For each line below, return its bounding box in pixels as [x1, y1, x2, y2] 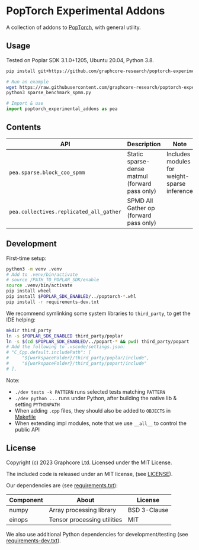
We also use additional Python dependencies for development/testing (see [6, 530, 188, 538]
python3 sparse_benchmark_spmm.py [6, 90, 92, 96]
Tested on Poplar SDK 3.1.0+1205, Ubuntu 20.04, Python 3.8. [6, 56, 154, 63]
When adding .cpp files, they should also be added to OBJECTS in [14, 407, 171, 414]
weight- [166, 172, 190, 180]
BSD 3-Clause [127, 506, 169, 514]
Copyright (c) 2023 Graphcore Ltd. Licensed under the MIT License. [6, 459, 172, 466]
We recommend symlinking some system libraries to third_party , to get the [6, 310, 191, 317]
